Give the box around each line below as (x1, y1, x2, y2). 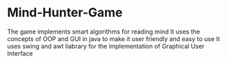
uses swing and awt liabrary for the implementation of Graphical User (7, 42, 205, 50)
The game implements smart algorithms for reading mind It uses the (7, 27, 200, 36)
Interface (7, 49, 33, 58)
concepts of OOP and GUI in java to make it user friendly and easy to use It (7, 34, 221, 42)
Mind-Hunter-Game (7, 5, 123, 21)
